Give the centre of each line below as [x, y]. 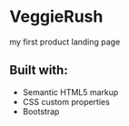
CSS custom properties [66, 102]
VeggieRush [56, 17]
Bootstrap [41, 111]
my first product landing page [65, 42]
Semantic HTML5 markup [70, 92]
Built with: [39, 70]
